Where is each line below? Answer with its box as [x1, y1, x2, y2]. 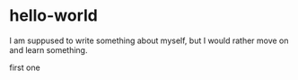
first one [9, 62, 40, 73]
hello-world [9, 5, 99, 26]
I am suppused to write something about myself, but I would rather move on [9, 35, 289, 46]
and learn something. [9, 44, 88, 55]
